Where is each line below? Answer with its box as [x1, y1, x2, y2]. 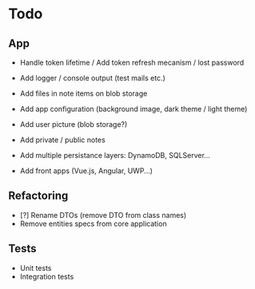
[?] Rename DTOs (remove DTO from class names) [19, 210, 187, 220]
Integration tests [19, 271, 74, 281]
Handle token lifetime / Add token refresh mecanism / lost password [19, 57, 245, 67]
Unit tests [19, 263, 52, 272]
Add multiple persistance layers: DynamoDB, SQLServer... [19, 151, 210, 160]
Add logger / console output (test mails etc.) [19, 73, 166, 82]
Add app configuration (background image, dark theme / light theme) [19, 105, 248, 113]
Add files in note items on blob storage [19, 89, 148, 98]
